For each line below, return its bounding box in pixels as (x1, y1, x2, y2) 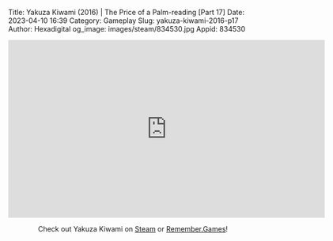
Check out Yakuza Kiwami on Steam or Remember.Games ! (38, 224, 228, 233)
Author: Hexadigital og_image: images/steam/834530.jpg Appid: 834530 (8, 24, 246, 33)
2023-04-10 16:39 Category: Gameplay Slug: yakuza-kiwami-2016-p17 (8, 16, 239, 25)
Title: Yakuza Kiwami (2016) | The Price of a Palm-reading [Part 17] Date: (8, 8, 245, 17)
